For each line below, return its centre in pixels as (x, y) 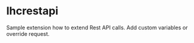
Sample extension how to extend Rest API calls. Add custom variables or (97, 27)
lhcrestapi (33, 11)
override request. (28, 33)
